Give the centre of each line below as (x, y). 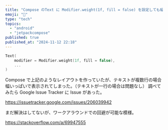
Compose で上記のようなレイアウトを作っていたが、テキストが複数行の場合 (83, 80)
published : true (22, 38)
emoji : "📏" (16, 14)
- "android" (22, 28)
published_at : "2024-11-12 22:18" (41, 42)
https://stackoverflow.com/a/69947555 (45, 123)
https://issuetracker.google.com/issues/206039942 (58, 102)
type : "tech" (19, 19)
